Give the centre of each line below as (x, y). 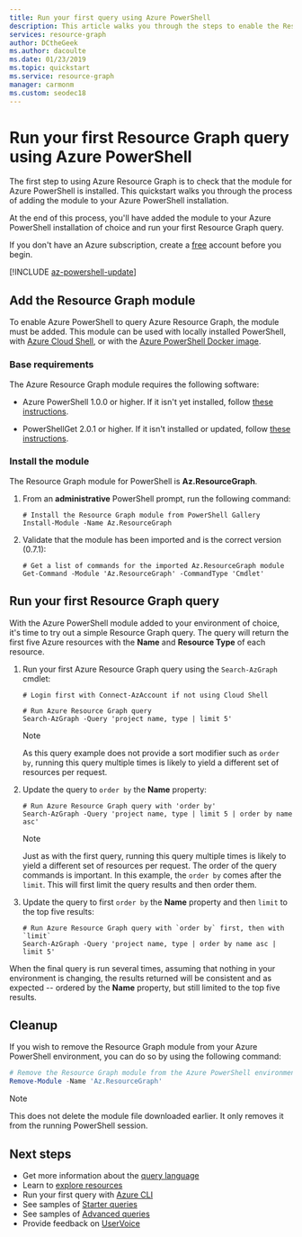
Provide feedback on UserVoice (81, 1223)
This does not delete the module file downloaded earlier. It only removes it (147, 1116)
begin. (21, 255)
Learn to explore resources (72, 1186)
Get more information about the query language (111, 1176)
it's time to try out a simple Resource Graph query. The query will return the (149, 632)
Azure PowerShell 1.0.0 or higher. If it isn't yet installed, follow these (148, 402)
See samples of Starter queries (80, 1205)
